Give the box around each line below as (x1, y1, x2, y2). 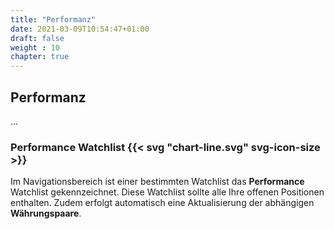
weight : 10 (10, 42, 60, 53)
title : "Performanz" (10, 14, 97, 25)
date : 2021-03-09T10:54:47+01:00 (10, 24, 150, 34)
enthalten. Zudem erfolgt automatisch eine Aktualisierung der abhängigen (10, 197, 315, 209)
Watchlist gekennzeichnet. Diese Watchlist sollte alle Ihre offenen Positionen (10, 186, 325, 198)
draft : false (10, 33, 65, 43)
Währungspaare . (10, 207, 82, 220)
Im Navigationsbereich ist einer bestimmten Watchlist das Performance (10, 176, 305, 188)
